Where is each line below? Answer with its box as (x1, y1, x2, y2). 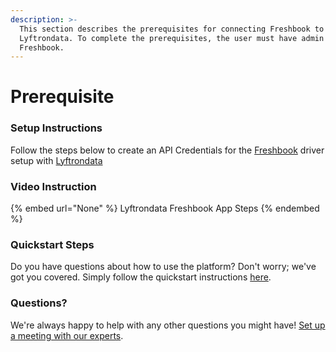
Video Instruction (10, 179, 97, 193)
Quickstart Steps (10, 237, 95, 251)
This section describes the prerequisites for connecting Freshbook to (19, 24, 325, 34)
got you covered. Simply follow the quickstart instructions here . (10, 271, 272, 283)
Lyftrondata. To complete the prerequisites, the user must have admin (19, 33, 325, 43)
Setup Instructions (10, 121, 103, 135)
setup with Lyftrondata (10, 154, 103, 166)
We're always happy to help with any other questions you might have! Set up (10, 319, 326, 331)
